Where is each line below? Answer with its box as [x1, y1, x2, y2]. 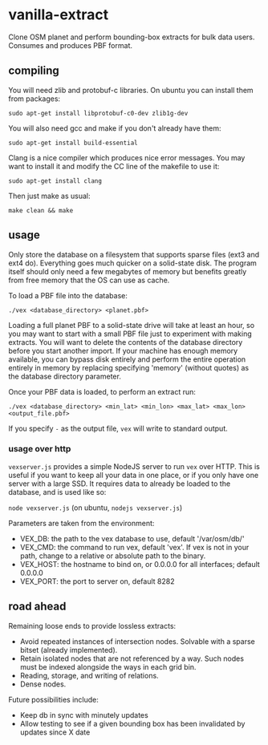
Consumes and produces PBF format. [8, 40, 132, 50]
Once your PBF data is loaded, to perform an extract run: [8, 387, 197, 396]
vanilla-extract [8, 6, 109, 24]
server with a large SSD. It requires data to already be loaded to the [8, 479, 231, 488]
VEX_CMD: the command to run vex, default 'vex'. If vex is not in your [19, 542, 250, 552]
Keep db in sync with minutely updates [19, 710, 148, 719]
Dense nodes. [19, 679, 67, 689]
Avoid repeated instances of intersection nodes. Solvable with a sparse [19, 636, 255, 646]
